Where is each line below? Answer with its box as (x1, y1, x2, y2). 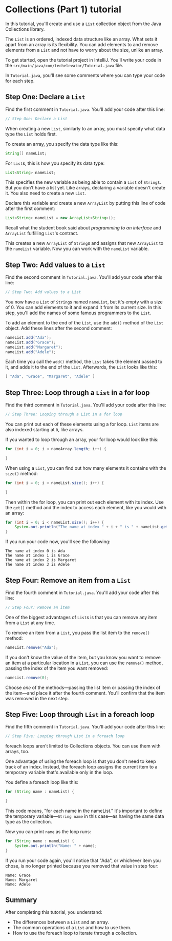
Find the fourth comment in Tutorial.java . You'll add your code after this (5, 589, 160, 596)
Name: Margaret (5, 877, 38, 882)
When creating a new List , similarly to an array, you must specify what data (5, 125, 165, 131)
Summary (5, 896, 37, 905)
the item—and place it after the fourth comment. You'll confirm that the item (5, 689, 165, 696)
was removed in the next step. (5, 695, 69, 701)
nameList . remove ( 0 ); (5, 675, 50, 680)
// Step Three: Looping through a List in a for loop (5, 412, 123, 417)
